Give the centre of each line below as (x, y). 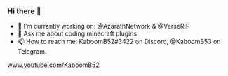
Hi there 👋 (25, 11)
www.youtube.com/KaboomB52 (53, 65)
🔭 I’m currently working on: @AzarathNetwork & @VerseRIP (104, 26)
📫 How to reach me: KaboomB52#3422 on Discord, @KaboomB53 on (119, 42)
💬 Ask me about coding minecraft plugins (77, 33)
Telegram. (32, 52)
